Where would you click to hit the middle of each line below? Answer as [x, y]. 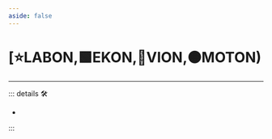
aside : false [30, 16]
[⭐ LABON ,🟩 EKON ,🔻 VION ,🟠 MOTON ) [135, 57]
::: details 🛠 [28, 93]
